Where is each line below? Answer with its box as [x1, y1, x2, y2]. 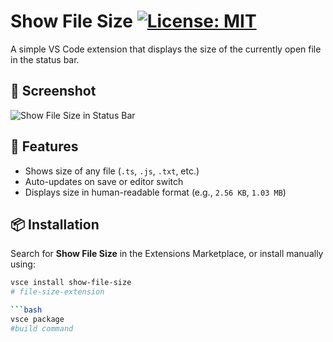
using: [10, 258, 36, 270]
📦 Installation [10, 216, 100, 233]
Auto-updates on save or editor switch [24, 175, 184, 187]
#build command [10, 323, 74, 334]
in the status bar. [10, 53, 80, 65]
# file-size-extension [10, 287, 105, 297]
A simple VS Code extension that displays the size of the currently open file [10, 43, 322, 55]
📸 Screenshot [10, 83, 97, 100]
